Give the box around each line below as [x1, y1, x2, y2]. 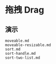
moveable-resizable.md [5, 43, 51, 48]
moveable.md [5, 38, 29, 43]
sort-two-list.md [5, 55, 40, 60]
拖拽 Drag [5, 4, 44, 16]
